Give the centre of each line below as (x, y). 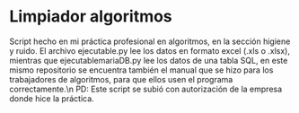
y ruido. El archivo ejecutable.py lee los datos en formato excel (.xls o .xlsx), (149, 50)
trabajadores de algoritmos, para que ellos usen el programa (121, 79)
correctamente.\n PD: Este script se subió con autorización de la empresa (146, 89)
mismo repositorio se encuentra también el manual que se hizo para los (141, 70)
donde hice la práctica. (52, 98)
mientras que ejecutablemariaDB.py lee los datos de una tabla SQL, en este (149, 60)
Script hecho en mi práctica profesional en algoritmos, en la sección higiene (150, 41)
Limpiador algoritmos (91, 17)
